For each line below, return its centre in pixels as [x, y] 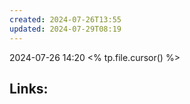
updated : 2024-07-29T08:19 [65, 29]
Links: [29, 88]
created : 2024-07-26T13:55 [65, 19]
